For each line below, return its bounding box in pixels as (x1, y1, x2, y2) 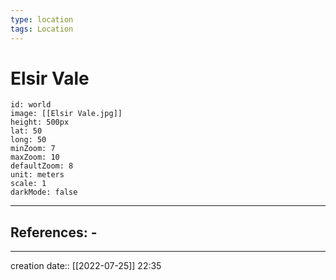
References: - (10, 224, 98, 241)
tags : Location (10, 24, 74, 34)
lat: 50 (10, 126, 43, 136)
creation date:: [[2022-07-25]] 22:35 (10, 260, 162, 272)
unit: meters (10, 170, 65, 180)
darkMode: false (10, 187, 78, 198)
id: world (10, 100, 52, 110)
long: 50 (10, 135, 47, 145)
